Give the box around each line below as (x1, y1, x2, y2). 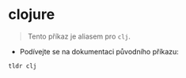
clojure (8, 6, 55, 24)
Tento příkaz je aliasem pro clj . (27, 32, 131, 41)
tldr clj (8, 61, 37, 70)
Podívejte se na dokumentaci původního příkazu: (19, 46, 180, 56)
